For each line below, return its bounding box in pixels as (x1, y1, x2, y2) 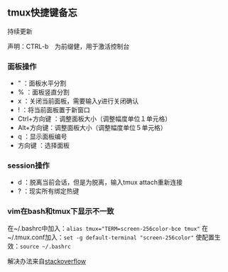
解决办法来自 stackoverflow (7, 256, 87, 265)
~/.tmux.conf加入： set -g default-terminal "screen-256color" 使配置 (7, 233, 215, 241)
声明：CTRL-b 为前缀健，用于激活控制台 (7, 42, 130, 50)
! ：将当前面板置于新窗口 (17, 106, 90, 114)
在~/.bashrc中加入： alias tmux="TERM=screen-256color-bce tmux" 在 (7, 224, 208, 232)
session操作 (7, 161, 50, 170)
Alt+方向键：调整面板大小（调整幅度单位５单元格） (17, 124, 167, 132)
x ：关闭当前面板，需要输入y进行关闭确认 (17, 97, 139, 105)
